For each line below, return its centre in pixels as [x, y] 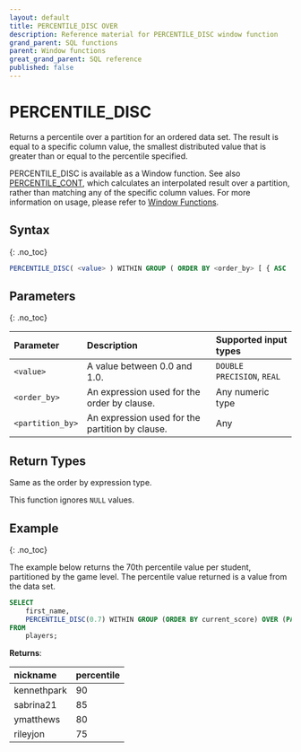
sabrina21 [35, 705]
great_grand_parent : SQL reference [76, 59]
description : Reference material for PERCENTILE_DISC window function [144, 34]
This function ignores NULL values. [72, 500]
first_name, [47, 611]
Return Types [48, 461]
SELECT [21, 602]
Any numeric [242, 392]
